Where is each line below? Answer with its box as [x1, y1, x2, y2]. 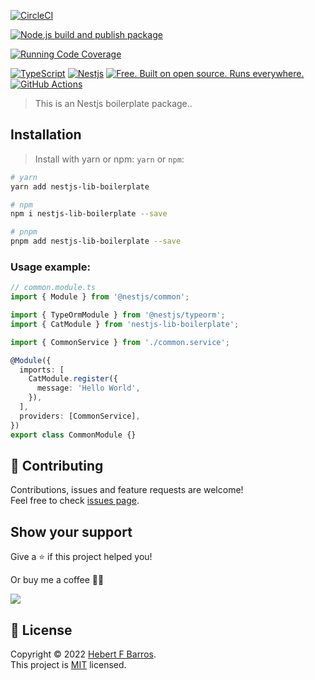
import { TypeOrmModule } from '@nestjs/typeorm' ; [10, 310, 226, 320]
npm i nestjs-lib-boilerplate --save [10, 209, 168, 219]
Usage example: [10, 260, 91, 274]
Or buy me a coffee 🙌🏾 [10, 574, 105, 586]
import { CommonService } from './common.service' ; [10, 337, 230, 347]
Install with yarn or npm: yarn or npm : [34, 153, 185, 165]
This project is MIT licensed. [10, 659, 127, 671]
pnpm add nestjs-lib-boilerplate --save [10, 236, 182, 247]
